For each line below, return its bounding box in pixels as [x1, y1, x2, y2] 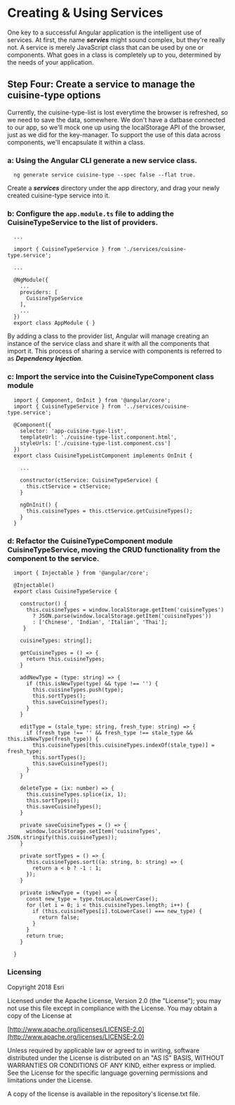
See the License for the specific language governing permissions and [7, 1068, 208, 1077]
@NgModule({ [13, 276, 49, 284]
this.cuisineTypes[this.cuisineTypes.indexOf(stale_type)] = [32, 742, 215, 749]
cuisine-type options [7, 89, 101, 101]
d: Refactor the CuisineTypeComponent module [7, 536, 173, 545]
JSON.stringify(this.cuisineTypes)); [7, 834, 118, 841]
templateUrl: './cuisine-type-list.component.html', [20, 434, 177, 441]
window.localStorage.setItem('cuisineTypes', [25, 827, 161, 834]
